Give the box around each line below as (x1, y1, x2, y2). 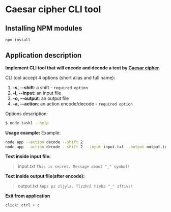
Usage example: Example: (5, 129, 61, 136)
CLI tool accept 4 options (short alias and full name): (5, 74, 116, 81)
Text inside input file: (5, 153, 51, 160)
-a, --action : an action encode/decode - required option (12, 100, 133, 107)
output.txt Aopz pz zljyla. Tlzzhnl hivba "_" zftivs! (17, 183, 133, 189)
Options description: (5, 111, 48, 117)
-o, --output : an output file (12, 95, 69, 101)
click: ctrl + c (5, 203, 40, 208)
